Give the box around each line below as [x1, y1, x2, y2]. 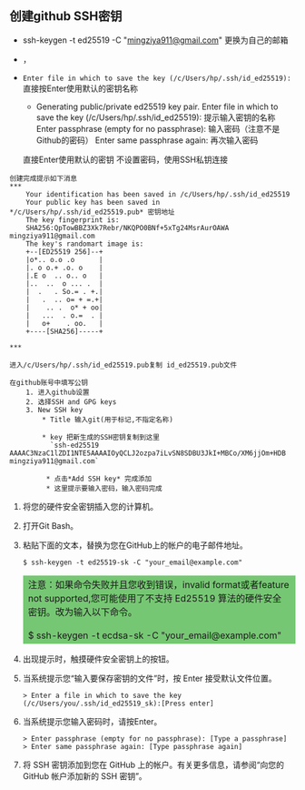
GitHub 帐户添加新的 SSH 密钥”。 [22, 770, 147, 781]
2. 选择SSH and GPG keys [25, 397, 117, 407]
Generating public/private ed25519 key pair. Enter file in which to [35, 101, 279, 112]
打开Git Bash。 [22, 520, 79, 531]
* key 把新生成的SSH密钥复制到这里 [42, 432, 161, 441]
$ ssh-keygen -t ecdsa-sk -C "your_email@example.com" [27, 629, 282, 642]
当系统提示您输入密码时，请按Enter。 [22, 715, 162, 726]
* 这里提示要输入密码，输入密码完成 [45, 483, 163, 493]
